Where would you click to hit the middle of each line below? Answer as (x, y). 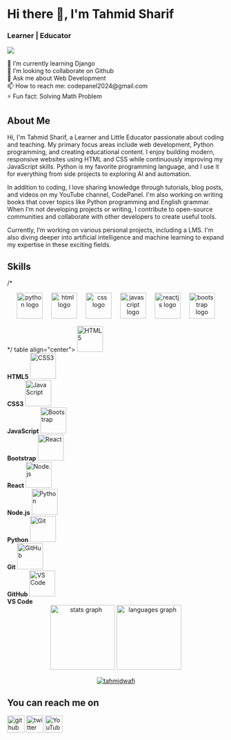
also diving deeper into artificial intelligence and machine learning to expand (115, 237)
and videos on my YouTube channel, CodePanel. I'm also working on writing (115, 195)
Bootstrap (22, 458)
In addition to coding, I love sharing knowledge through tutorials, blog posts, (115, 187)
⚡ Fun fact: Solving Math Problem (54, 97)
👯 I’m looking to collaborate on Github (61, 71)
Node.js (19, 513)
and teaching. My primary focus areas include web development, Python (110, 145)
